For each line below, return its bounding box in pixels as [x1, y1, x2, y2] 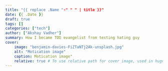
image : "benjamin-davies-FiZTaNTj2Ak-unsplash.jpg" [14, 44, 124, 49]
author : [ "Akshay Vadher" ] [5, 30, 61, 35]
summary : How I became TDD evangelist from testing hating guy [5, 35, 140, 40]
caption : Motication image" [14, 53, 72, 59]
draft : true [5, 16, 30, 21]
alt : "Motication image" [14, 49, 66, 54]
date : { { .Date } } [5, 12, 43, 17]
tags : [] [5, 21, 23, 26]
